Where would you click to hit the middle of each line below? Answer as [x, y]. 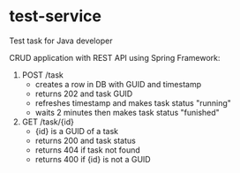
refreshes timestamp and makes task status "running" [133, 102]
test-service [55, 16]
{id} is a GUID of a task [77, 131]
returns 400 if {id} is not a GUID [93, 159]
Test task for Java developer [61, 41]
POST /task [42, 75]
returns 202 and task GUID [84, 94]
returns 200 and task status [86, 140]
